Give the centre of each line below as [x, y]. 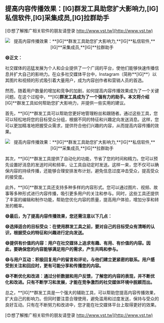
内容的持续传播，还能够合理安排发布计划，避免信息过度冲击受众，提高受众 [84, 171]
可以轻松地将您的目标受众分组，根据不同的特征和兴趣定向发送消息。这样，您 [82, 119]
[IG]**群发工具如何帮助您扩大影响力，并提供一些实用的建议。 [67, 103]
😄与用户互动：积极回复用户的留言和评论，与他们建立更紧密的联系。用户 [78, 259]
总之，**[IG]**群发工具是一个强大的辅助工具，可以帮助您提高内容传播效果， [82, 292]
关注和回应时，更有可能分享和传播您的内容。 [58, 265]
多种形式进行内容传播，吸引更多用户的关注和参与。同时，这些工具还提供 [86, 193]
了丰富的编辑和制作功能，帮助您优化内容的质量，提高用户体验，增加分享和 [80, 199]
